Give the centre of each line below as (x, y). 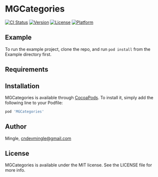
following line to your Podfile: (34, 103)
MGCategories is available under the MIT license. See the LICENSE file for (79, 165)
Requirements (27, 69)
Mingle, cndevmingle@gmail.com (38, 138)
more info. (15, 170)
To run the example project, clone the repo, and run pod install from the (78, 49)
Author (16, 127)
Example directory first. (28, 54)
